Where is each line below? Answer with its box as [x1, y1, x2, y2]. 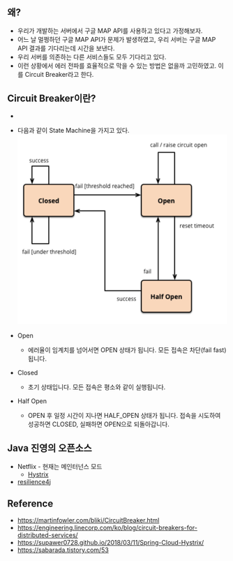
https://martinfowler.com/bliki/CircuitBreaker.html [17, 516, 160, 525]
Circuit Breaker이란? [7, 93, 96, 105]
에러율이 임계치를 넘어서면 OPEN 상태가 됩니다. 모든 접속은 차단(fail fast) [27, 345, 227, 354]
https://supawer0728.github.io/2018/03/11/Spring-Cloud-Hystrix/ [17, 539, 204, 547]
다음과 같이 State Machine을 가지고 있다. [17, 126, 130, 134]
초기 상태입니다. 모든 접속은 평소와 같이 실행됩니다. [27, 383, 166, 391]
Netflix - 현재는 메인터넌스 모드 [17, 462, 103, 470]
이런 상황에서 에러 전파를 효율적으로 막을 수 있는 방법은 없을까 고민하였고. [17, 61, 217, 70]
